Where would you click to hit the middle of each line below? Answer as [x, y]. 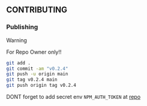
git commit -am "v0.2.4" [37, 69]
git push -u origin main [37, 74]
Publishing [22, 27]
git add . [19, 63]
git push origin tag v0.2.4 [41, 86]
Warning [16, 40]
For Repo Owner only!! [34, 52]
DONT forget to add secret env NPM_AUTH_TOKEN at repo [73, 97]
